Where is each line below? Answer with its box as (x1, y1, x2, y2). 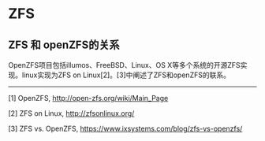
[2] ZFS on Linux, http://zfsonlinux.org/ (8, 109, 135, 118)
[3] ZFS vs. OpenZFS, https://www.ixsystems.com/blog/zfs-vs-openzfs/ (8, 124, 243, 133)
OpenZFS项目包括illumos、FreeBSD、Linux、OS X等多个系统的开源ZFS (8, 61, 241, 69)
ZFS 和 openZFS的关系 (8, 38, 120, 51)
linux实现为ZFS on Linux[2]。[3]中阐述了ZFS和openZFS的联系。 (21, 70, 231, 80)
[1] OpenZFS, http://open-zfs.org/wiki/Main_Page (8, 94, 169, 102)
